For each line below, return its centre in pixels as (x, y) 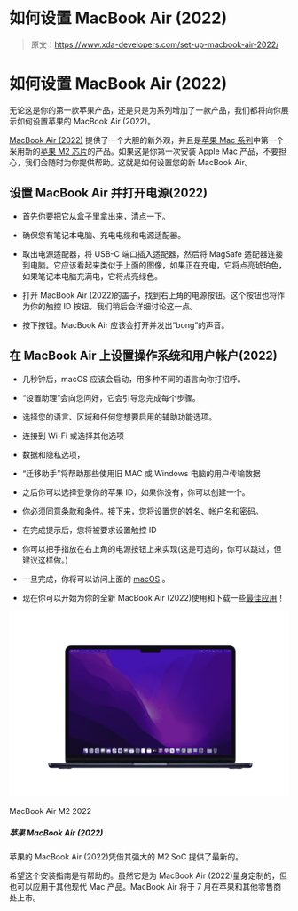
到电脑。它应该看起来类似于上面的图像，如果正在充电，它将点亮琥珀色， (154, 265)
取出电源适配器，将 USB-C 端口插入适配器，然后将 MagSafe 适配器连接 (153, 253)
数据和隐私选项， (53, 454)
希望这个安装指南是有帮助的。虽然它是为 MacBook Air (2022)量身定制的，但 (149, 875)
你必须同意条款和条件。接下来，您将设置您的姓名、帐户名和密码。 (142, 511)
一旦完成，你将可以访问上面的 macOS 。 (96, 579)
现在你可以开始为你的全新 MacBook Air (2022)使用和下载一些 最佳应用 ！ (153, 597)
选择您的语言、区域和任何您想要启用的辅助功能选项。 (119, 416)
